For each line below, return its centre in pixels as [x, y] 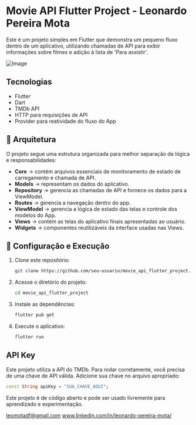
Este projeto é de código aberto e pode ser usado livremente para [86, 397]
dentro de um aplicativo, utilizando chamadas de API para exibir [83, 46]
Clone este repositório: [42, 260]
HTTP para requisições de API [51, 115]
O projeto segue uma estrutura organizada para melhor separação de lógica [98, 153]
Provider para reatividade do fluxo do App [65, 121]
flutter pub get [34, 315]
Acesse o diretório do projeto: [50, 282]
